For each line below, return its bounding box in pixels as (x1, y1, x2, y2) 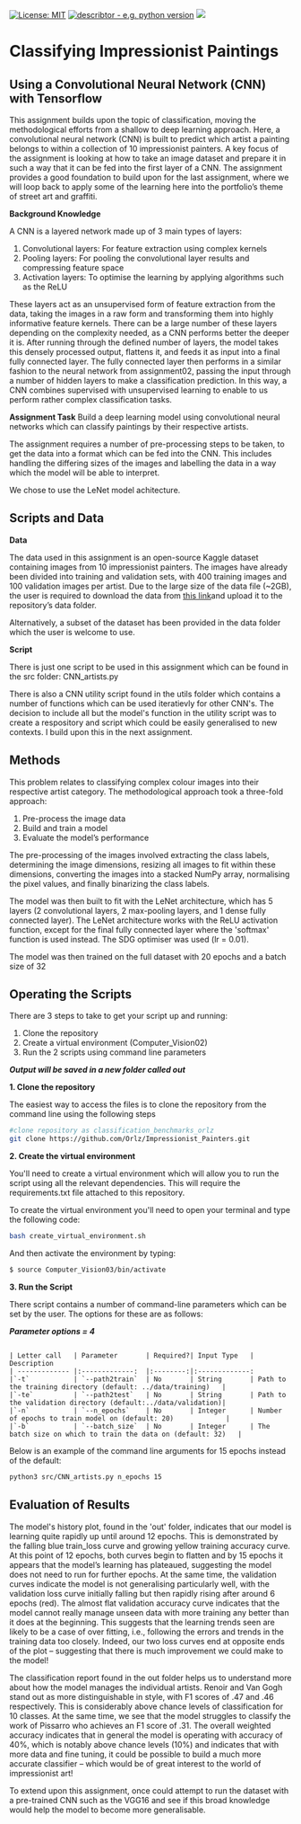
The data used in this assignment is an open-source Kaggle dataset (9, 552, 259, 562)
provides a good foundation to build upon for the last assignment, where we (9, 172, 289, 182)
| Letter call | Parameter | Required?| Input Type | (9, 1350, 254, 1360)
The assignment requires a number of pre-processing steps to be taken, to (9, 438, 285, 449)
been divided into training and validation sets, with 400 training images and (9, 571, 288, 581)
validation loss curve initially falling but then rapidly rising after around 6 (9, 1588, 276, 1598)
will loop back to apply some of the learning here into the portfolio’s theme (9, 182, 284, 192)
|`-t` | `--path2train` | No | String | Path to (9, 1375, 287, 1384)
